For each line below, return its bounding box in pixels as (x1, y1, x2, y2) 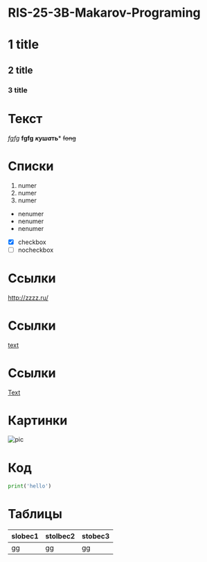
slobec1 (11, 531, 39, 541)
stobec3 (81, 531, 110, 541)
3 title (8, 85, 28, 95)
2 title (8, 64, 33, 76)
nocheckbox (17, 246, 54, 254)
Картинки (8, 412, 68, 428)
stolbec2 (45, 531, 75, 541)
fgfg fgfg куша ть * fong (8, 134, 76, 142)
